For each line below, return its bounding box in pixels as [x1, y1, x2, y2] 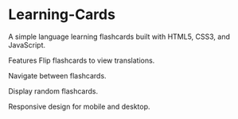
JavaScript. [8, 40, 46, 49]
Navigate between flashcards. [8, 71, 107, 80]
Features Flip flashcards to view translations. [8, 56, 155, 65]
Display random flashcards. [8, 86, 99, 96]
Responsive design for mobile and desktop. [8, 102, 150, 111]
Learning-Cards [8, 6, 115, 24]
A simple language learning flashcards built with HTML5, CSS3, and [8, 32, 231, 41]
